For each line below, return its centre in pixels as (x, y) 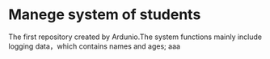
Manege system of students (105, 15)
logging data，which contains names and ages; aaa (94, 46)
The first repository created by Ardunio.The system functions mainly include (135, 37)
